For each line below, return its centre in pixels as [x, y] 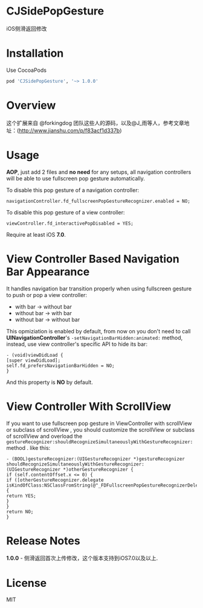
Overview [31, 105]
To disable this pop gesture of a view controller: [66, 212]
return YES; [21, 496]
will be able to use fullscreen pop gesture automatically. [76, 178]
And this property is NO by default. [50, 382]
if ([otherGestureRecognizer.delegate [55, 480]
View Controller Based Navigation [93, 259]
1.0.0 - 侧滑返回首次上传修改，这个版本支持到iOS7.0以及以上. [82, 558]
